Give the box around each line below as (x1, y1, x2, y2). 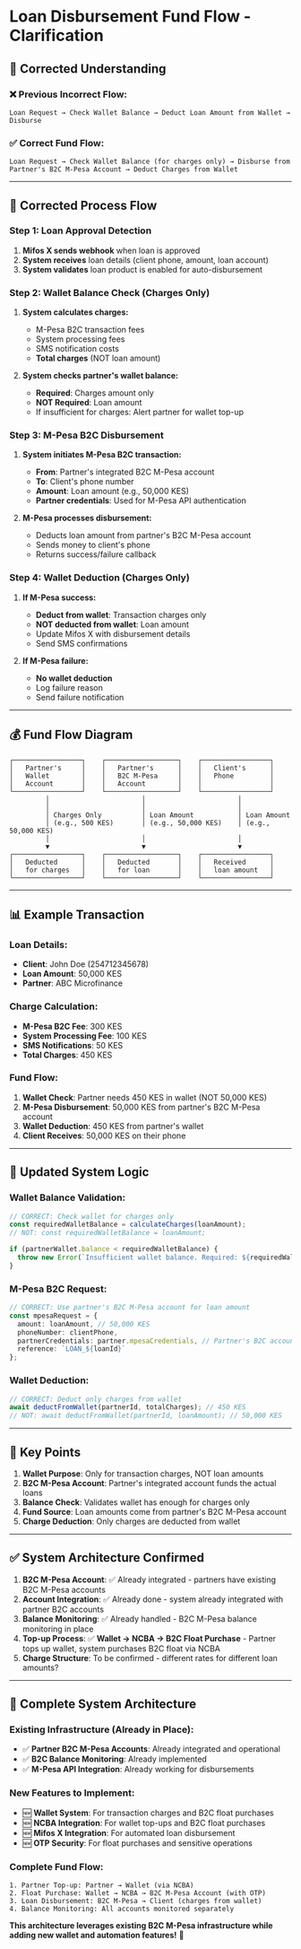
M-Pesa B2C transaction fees (35, 325, 145, 335)
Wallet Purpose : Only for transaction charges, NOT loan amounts (21, 1468, 264, 1479)
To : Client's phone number (35, 476, 134, 487)
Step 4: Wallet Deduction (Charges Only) (9, 571, 190, 584)
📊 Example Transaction (9, 907, 145, 922)
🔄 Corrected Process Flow (9, 197, 158, 213)
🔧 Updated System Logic (9, 1164, 150, 1180)
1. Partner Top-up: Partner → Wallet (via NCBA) (9, 1881, 194, 1890)
